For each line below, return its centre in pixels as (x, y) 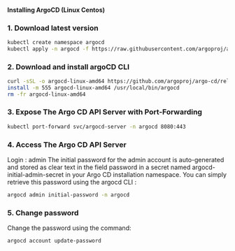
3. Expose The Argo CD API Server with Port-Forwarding (105, 112)
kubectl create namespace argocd (56, 42)
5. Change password (43, 213)
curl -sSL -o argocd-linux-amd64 (56, 81)
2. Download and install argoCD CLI (68, 66)
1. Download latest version (53, 28)
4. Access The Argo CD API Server (67, 145)
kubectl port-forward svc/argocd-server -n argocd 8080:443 (97, 127)
